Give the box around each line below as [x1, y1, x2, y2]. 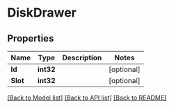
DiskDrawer [7, 5, 77, 21]
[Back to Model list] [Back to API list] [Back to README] [7, 93, 167, 102]
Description [62, 53, 102, 62]
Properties [7, 33, 54, 44]
